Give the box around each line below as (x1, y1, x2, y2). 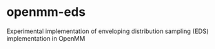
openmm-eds (6, 4, 86, 20)
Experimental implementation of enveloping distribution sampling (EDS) (6, 27, 209, 35)
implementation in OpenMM (6, 34, 85, 42)
